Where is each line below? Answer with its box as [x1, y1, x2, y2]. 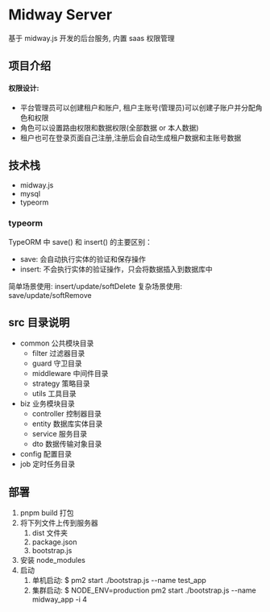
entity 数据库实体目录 [31, 419, 103, 428]
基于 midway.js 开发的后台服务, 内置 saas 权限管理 [8, 33, 175, 43]
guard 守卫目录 [31, 358, 82, 368]
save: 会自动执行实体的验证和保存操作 [19, 254, 147, 263]
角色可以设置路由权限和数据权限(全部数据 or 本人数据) [19, 122, 199, 132]
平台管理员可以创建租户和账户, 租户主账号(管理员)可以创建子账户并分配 [19, 102, 255, 112]
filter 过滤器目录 [31, 349, 85, 358]
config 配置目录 [19, 449, 73, 459]
